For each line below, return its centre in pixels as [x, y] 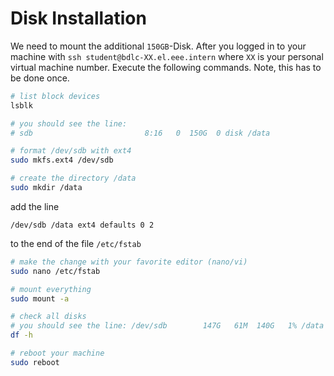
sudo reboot [35, 362]
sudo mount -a [40, 298]
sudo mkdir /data [46, 188]
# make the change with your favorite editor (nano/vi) [129, 262]
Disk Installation [78, 18]
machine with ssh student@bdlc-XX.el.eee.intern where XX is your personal [167, 56]
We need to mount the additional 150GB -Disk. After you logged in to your [158, 46]
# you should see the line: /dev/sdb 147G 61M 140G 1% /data [167, 326]
